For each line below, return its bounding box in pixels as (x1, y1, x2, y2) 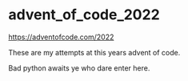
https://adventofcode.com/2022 (8, 32, 114, 42)
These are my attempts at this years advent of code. (8, 47, 181, 57)
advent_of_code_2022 (8, 6, 160, 24)
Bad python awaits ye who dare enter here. (8, 63, 150, 73)
